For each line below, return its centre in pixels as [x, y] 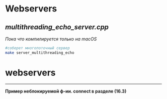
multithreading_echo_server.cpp [57, 27]
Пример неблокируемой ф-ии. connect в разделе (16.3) [66, 91]
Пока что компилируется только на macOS [51, 39]
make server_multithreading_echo [40, 53]
